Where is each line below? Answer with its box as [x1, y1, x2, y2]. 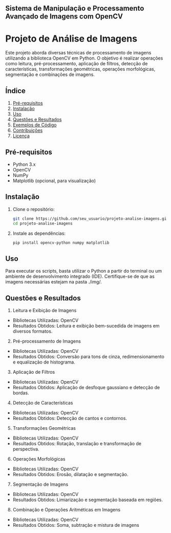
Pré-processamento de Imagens [12, 338, 81, 345]
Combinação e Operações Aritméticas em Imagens [12, 507, 121, 513]
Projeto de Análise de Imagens [5, 33, 137, 44]
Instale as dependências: [12, 230, 66, 236]
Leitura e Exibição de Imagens [12, 308, 77, 314]
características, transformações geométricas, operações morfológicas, [5, 66, 156, 72]
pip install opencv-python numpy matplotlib [12, 240, 110, 245]
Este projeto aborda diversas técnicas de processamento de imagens [5, 50, 152, 56]
